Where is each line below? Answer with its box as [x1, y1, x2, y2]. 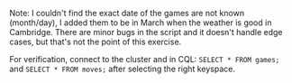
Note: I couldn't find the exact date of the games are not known [9, 8, 245, 18]
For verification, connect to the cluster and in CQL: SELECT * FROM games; [9, 54, 280, 64]
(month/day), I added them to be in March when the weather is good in [9, 17, 272, 28]
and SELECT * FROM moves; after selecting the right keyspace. [9, 63, 236, 74]
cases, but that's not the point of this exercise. [9, 36, 182, 47]
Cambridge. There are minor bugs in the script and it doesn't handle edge [9, 27, 283, 37]
